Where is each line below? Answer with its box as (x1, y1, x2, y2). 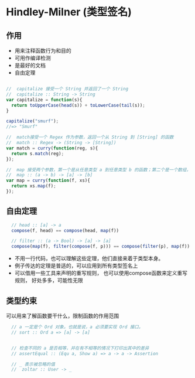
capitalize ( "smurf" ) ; (6, 118, 59, 124)
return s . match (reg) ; (11, 151, 64, 156)
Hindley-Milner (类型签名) (6, 5, 132, 19)
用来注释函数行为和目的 (14, 47, 71, 54)
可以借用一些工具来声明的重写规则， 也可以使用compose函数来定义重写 (14, 270, 187, 277)
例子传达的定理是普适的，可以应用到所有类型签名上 (14, 262, 138, 270)
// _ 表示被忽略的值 (11, 361, 56, 367)
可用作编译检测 (14, 55, 51, 62)
